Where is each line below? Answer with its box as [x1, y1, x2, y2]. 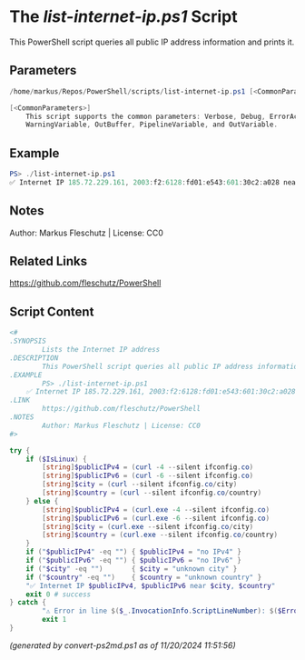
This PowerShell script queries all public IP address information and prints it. [9, 36, 295, 47]
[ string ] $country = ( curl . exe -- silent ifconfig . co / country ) [42, 530, 279, 540]
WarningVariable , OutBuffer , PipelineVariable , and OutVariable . [25, 120, 279, 129]
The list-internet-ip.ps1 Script [9, 6, 238, 27]
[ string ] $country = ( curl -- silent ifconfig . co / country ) [42, 488, 262, 497]
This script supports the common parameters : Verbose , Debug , [25, 112, 266, 121]
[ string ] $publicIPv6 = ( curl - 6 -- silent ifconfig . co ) [42, 471, 254, 481]
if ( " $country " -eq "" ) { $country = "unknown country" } [25, 573, 262, 582]
